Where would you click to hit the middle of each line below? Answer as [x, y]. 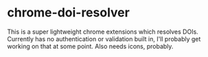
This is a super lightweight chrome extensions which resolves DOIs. [103, 32]
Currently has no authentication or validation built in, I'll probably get [104, 38]
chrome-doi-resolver [69, 13]
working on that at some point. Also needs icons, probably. [90, 46]
